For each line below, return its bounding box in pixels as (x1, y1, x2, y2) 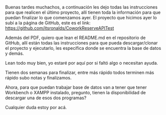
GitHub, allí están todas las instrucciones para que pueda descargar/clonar (5, 40, 158, 46)
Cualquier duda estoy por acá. (5, 105, 67, 110)
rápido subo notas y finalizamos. (5, 75, 72, 80)
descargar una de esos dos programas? (5, 95, 87, 101)
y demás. (5, 50, 24, 56)
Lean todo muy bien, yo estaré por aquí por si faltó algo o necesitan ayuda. (5, 60, 159, 66)
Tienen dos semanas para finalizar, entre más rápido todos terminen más (5, 70, 155, 76)
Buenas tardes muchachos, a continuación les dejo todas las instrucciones (5, 4, 158, 10)
